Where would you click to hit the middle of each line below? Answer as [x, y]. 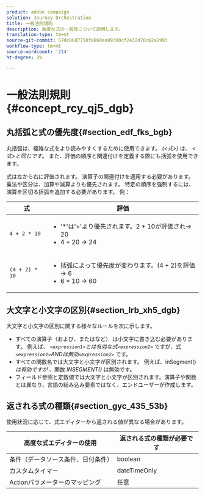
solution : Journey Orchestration [49, 18]
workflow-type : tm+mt [34, 46]
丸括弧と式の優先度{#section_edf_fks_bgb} [89, 132]
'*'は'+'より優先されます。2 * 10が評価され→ [126, 226]
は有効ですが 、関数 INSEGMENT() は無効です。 [75, 370]
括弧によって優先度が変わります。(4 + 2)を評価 [128, 265]
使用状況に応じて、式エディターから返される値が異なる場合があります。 [97, 422]
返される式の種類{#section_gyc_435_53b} [87, 406]
